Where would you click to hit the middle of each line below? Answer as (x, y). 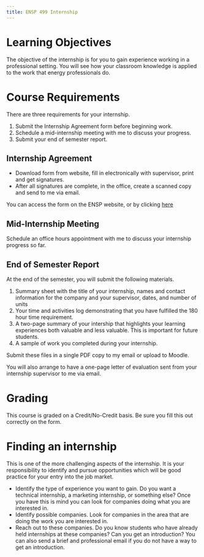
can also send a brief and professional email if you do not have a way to (106, 540)
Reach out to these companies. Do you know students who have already (106, 528)
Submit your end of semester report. (61, 139)
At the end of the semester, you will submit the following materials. (90, 279)
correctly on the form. (34, 421)
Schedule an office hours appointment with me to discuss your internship (99, 239)
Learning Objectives (59, 42)
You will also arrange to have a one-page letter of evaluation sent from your (102, 367)
